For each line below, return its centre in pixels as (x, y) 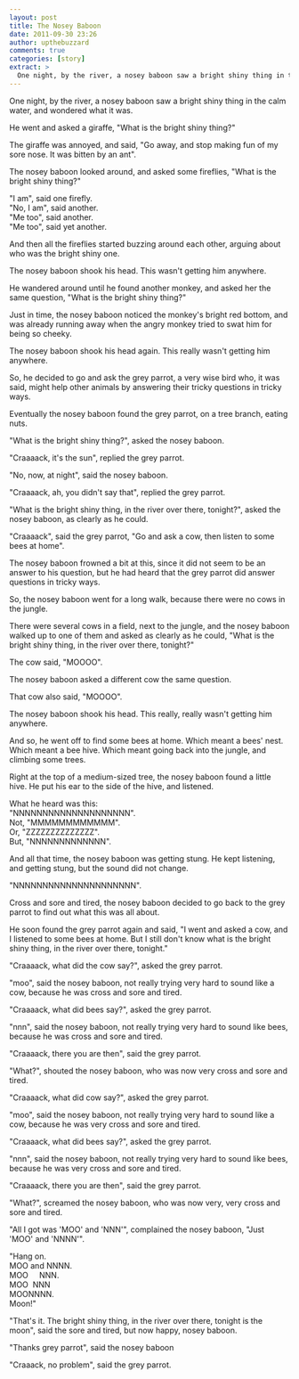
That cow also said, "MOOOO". (66, 697)
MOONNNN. (32, 1293)
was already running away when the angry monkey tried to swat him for (141, 324)
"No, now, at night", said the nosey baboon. (89, 475)
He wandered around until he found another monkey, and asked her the (140, 288)
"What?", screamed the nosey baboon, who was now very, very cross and (145, 1203)
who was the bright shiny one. (65, 253)
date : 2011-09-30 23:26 (53, 34)
